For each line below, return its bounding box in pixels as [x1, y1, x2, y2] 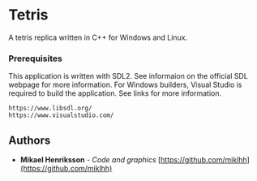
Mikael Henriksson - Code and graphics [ [19, 155, 161, 165]
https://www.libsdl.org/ [8, 104, 92, 113]
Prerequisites [8, 53, 62, 64]
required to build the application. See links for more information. [8, 88, 222, 98]
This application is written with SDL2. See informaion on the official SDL [8, 71, 249, 81]
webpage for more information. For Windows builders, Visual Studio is [8, 80, 242, 90]
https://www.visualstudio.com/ [8, 111, 114, 119]
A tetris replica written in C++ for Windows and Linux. [8, 32, 188, 42]
